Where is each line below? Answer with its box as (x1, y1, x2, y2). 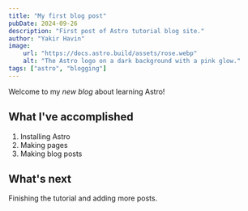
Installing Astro (19, 131, 71, 141)
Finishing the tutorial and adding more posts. (8, 193, 158, 203)
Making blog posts (19, 149, 83, 158)
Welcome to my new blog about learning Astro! (8, 87, 165, 96)
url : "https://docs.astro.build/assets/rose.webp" (23, 49, 198, 57)
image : (8, 42, 31, 50)
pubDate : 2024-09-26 (8, 19, 79, 27)
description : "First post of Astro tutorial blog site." (8, 27, 205, 35)
